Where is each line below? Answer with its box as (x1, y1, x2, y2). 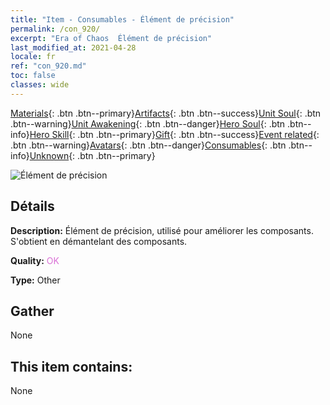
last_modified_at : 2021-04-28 (10, 42, 137, 53)
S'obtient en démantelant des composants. (10, 235, 188, 247)
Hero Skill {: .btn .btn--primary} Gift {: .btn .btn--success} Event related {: (29, 128, 320, 140)
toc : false (10, 71, 56, 81)
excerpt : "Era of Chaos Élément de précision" (10, 33, 213, 43)
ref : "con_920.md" (10, 61, 87, 71)
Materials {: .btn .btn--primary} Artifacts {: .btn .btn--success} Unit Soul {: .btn (10, 107, 322, 119)
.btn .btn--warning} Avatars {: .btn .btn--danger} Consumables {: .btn (10, 139, 287, 151)
